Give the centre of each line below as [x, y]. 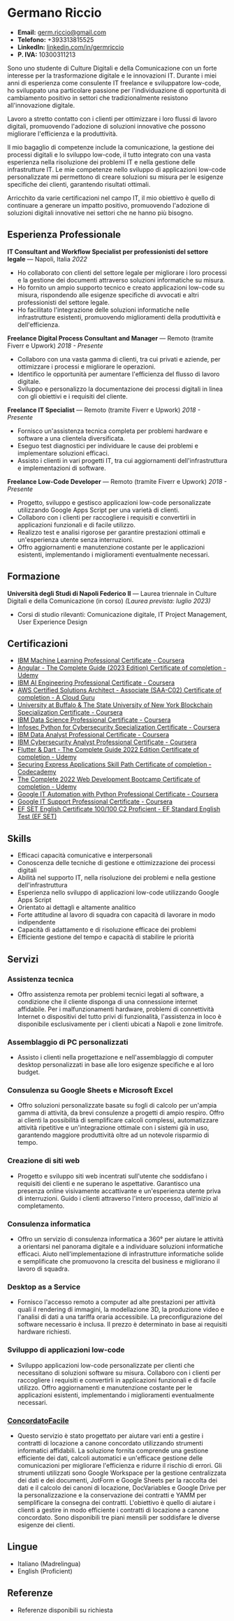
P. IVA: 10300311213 [46, 55]
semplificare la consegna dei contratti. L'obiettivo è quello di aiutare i [116, 1502]
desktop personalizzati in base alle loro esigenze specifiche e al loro [116, 1065]
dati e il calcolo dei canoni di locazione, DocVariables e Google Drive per [122, 1487]
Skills [19, 838]
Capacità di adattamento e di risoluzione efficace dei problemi [107, 930]
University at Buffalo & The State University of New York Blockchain [115, 705]
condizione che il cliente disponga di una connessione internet [107, 1001]
